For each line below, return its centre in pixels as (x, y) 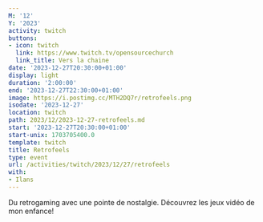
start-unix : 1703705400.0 (51, 135)
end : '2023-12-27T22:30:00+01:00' (66, 90)
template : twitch (37, 142)
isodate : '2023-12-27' (46, 105)
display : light (34, 75)
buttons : (23, 38)
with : (17, 172)
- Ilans (21, 180)
